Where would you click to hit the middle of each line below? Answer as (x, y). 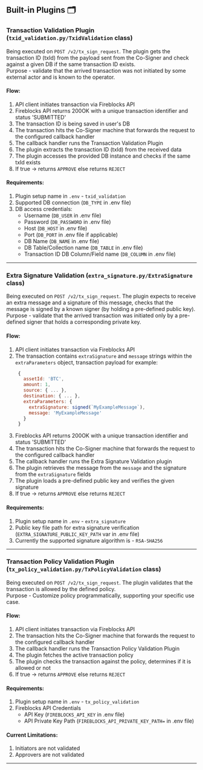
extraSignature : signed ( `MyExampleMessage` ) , (87, 407)
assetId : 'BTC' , (44, 379)
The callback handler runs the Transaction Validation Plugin (89, 143)
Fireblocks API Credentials (48, 708)
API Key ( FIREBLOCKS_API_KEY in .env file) (74, 715)
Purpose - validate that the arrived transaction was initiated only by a (92, 316)
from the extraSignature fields (53, 474)
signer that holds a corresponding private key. (84, 322)
